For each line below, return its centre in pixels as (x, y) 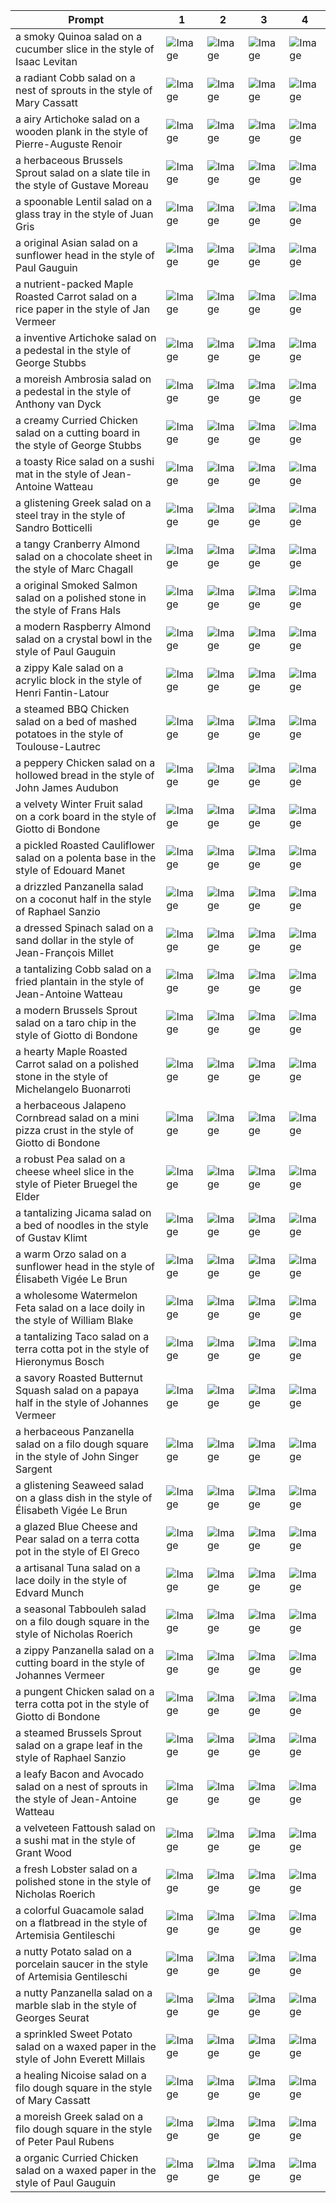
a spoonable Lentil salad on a (84, 201)
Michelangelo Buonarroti (73, 1089)
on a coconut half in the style (83, 899)
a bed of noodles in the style (82, 1225)
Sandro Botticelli (54, 527)
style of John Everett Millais (80, 2059)
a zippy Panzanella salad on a (85, 1650)
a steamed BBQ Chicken (72, 709)
